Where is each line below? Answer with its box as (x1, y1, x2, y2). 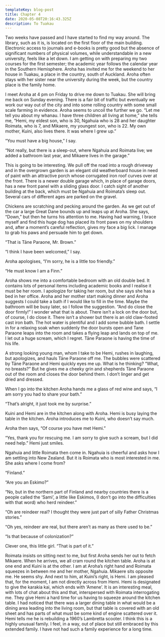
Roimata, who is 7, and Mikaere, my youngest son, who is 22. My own (5, 123, 146, 129)
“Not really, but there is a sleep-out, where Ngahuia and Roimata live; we (5, 147, 153, 153)
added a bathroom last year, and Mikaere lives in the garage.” (5, 153, 130, 159)
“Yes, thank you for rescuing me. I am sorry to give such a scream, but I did (5, 435, 158, 441)
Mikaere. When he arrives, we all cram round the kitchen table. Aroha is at (5, 558, 155, 564)
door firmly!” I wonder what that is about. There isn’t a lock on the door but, (5, 309, 159, 315)
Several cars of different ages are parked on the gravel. (5, 194, 118, 200)
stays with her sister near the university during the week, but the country (5, 77, 153, 83)
